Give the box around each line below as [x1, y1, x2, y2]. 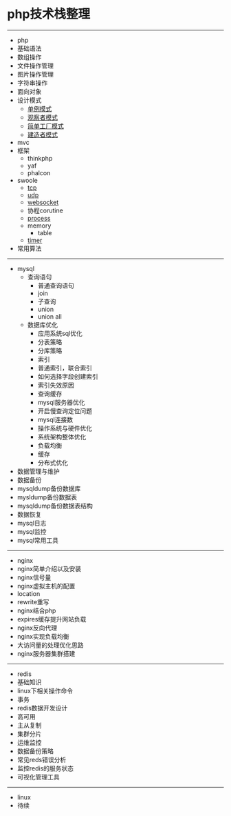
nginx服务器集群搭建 [16, 649, 76, 657]
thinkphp [27, 154, 53, 162]
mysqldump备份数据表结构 [16, 501, 93, 510]
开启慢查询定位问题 [37, 406, 93, 415]
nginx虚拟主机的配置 [16, 581, 76, 590]
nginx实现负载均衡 [16, 632, 69, 640]
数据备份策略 [16, 746, 54, 755]
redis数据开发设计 [16, 704, 68, 712]
